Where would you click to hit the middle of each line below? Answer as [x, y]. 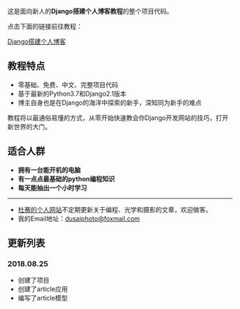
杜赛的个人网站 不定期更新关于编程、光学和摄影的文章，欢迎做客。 [115, 209]
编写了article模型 [42, 298]
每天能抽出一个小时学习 [52, 188]
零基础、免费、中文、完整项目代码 [68, 84]
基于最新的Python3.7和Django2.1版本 [72, 93]
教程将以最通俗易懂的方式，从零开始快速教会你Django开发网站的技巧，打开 [118, 118]
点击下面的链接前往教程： [45, 26]
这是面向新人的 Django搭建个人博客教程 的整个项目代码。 [90, 11]
